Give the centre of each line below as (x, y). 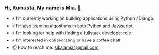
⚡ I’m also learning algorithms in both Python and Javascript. (73, 26)
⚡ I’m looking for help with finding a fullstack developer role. (72, 33)
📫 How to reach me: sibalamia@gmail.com (55, 47)
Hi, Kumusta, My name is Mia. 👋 (43, 8)
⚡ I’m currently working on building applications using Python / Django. (83, 18)
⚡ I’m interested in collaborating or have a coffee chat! (66, 40)
